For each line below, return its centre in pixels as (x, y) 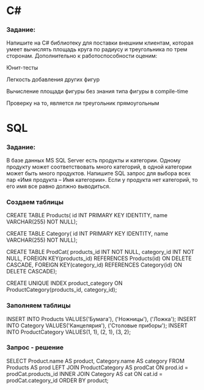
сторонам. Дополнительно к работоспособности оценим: (82, 56)
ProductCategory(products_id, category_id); (62, 290)
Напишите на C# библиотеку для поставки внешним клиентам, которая (100, 43)
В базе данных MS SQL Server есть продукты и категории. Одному (94, 160)
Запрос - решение (35, 347)
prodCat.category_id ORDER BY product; (57, 380)
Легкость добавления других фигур (53, 79)
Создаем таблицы (35, 202)
